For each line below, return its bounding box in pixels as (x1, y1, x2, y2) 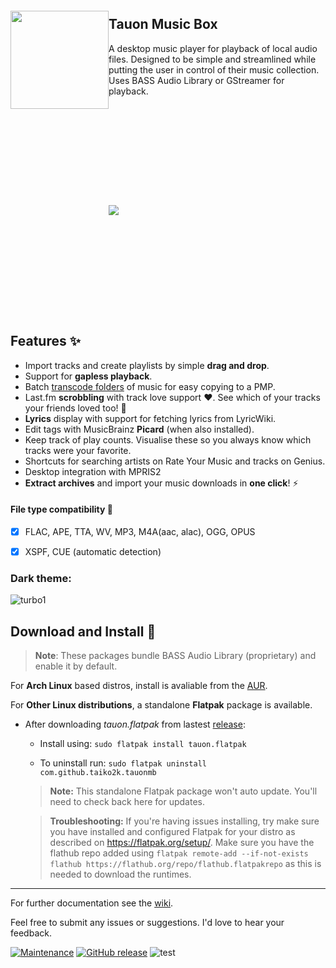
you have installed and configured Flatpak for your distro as (49, 826, 296, 838)
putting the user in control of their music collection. (108, 63, 320, 76)
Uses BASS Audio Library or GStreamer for (108, 74, 285, 86)
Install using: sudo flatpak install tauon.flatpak (39, 738, 247, 750)
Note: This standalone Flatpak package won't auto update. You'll (49, 785, 318, 797)
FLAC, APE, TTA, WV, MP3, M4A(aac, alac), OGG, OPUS (24, 525, 256, 537)
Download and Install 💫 (10, 623, 157, 640)
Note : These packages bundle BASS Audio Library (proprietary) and (34, 650, 317, 662)
